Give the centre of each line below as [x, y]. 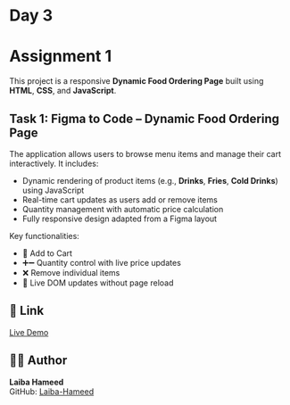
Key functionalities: [45, 236]
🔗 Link [27, 311]
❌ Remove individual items [71, 272]
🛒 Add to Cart [47, 253]
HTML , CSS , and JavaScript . [63, 91]
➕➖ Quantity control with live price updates [101, 262]
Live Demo [29, 332]
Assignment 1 [61, 57]
